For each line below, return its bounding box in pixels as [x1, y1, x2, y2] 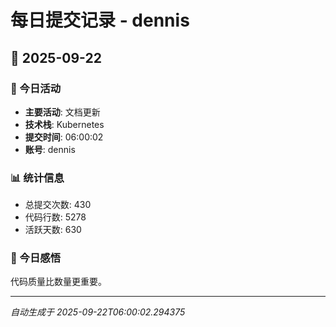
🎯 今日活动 [10, 81, 62, 95]
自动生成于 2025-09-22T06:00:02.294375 [10, 306, 186, 318]
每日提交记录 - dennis [10, 9, 190, 32]
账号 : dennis [24, 143, 76, 155]
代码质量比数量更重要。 [10, 276, 107, 288]
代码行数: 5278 [24, 211, 87, 223]
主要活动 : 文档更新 [24, 106, 101, 118]
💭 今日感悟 [10, 251, 62, 265]
